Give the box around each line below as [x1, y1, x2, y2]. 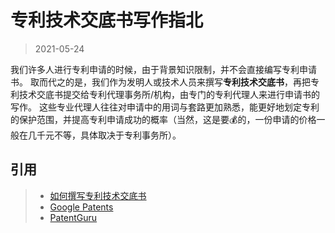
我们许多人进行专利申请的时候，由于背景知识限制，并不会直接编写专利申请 [10, 63, 317, 75]
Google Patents [49, 201, 114, 213]
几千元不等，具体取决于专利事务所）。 [27, 129, 182, 141]
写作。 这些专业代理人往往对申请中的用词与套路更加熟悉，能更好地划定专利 [10, 101, 320, 113]
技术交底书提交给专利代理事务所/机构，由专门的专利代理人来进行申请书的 [18, 88, 321, 100]
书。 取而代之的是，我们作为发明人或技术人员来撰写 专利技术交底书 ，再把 [10, 76, 311, 88]
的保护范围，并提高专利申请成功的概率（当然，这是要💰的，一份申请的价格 [10, 113, 317, 125]
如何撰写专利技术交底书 [49, 189, 147, 201]
